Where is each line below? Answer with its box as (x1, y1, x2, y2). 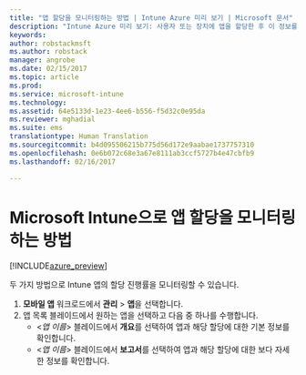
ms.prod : (9, 81, 43, 90)
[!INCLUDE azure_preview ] (9, 260, 107, 271)
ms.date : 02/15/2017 (9, 65, 88, 74)
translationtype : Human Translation (9, 132, 148, 141)
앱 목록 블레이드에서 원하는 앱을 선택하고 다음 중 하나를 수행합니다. (22, 310, 259, 321)
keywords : (9, 30, 47, 39)
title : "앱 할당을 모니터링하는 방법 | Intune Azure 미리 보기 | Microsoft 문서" (9, 13, 293, 23)
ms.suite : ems (9, 124, 64, 133)
